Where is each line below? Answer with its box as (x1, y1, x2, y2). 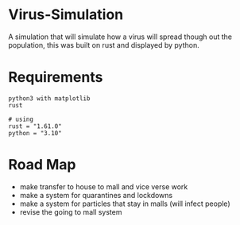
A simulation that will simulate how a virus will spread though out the (8, 32, 233, 41)
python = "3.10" (8, 129, 62, 137)
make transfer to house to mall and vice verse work (19, 181, 188, 192)
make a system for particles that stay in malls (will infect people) (19, 199, 230, 208)
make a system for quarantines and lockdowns (19, 190, 173, 200)
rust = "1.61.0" (8, 122, 62, 130)
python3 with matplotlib (8, 94, 91, 103)
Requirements (8, 68, 103, 87)
